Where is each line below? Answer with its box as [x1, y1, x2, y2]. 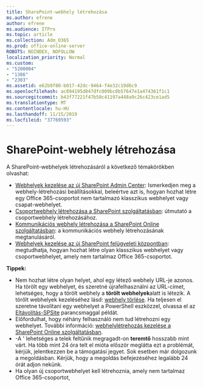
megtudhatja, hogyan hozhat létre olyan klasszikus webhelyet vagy [15, 247, 184, 254]
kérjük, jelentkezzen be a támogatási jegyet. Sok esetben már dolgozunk [15, 348, 198, 355]
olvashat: [6, 170, 29, 177]
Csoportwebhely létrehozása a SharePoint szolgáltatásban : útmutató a [15, 208, 192, 215]
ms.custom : [6, 60, 34, 66]
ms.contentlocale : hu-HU [6, 105, 69, 112]
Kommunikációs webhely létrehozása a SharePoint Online [15, 220, 160, 228]
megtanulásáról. [15, 233, 56, 241]
